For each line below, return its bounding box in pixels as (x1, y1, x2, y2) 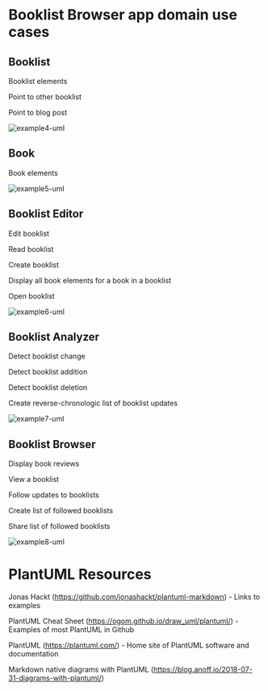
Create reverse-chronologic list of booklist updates (8, 398, 178, 408)
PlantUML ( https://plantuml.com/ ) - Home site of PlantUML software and (8, 640, 249, 651)
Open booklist (8, 291, 55, 300)
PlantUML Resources (8, 565, 152, 584)
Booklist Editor (8, 207, 84, 221)
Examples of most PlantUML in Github (8, 625, 135, 634)
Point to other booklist (8, 92, 82, 102)
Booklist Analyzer (8, 330, 99, 344)
